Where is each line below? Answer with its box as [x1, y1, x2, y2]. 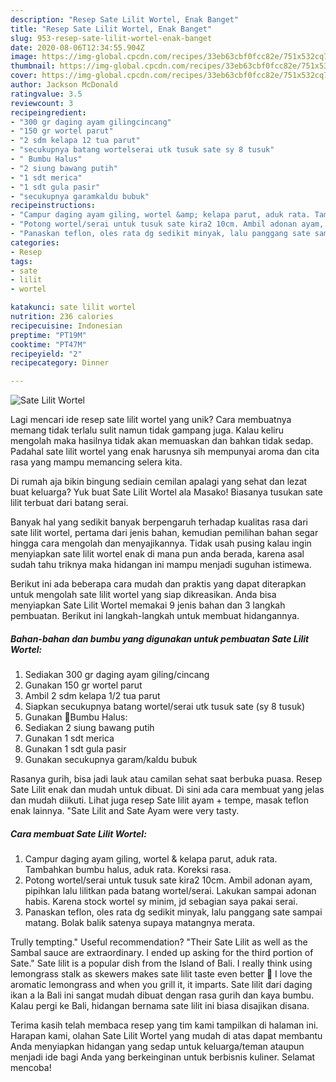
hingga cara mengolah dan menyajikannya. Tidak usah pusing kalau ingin [10, 537, 312, 550]
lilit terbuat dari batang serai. [10, 497, 129, 509]
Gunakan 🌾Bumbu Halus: [24, 711, 128, 723]
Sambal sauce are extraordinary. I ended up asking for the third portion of [10, 947, 314, 959]
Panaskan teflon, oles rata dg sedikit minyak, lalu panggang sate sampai [24, 906, 323, 918]
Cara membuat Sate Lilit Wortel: [10, 827, 147, 840]
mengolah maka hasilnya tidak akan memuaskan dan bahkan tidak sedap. [10, 435, 314, 447]
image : [10, 52, 38, 62]
